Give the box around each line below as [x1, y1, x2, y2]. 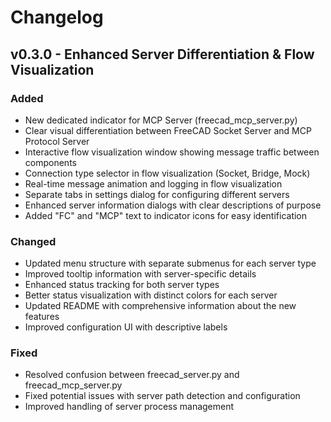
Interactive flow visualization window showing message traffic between [24, 146, 320, 158]
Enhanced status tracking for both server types [24, 279, 220, 291]
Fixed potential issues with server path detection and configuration [24, 390, 301, 402]
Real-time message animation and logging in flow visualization [24, 177, 283, 190]
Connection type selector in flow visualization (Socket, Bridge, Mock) [24, 167, 311, 179]
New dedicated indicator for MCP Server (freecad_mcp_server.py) [24, 114, 298, 126]
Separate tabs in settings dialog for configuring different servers [24, 188, 290, 200]
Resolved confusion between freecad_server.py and [24, 369, 240, 381]
